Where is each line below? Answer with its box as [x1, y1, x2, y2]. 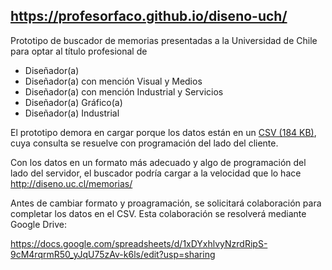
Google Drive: [10, 218, 68, 230]
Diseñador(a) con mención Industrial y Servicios [24, 85, 224, 98]
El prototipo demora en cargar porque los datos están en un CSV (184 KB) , [10, 126, 317, 138]
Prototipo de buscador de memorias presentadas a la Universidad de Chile [10, 34, 318, 46]
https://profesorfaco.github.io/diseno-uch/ [10, 8, 288, 25]
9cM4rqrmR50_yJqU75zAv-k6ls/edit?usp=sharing [10, 248, 216, 260]
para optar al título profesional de [10, 45, 148, 57]
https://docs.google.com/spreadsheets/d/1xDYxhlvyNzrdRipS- [10, 237, 268, 249]
